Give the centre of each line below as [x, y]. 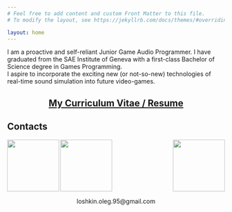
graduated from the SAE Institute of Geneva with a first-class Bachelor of [111, 59]
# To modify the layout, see [49, 20]
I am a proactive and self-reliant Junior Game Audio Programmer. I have [109, 52]
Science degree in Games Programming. [65, 67]
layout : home [26, 32]
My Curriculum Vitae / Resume [116, 103]
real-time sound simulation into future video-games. [81, 81]
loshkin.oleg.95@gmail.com [116, 201]
